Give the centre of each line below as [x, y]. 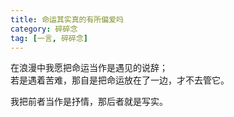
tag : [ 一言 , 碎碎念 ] [49, 38]
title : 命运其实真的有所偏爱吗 [67, 19]
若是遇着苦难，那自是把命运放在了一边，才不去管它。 [120, 80]
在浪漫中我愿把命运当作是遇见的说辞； [89, 68]
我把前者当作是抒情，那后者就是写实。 [89, 102]
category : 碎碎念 [44, 29]
